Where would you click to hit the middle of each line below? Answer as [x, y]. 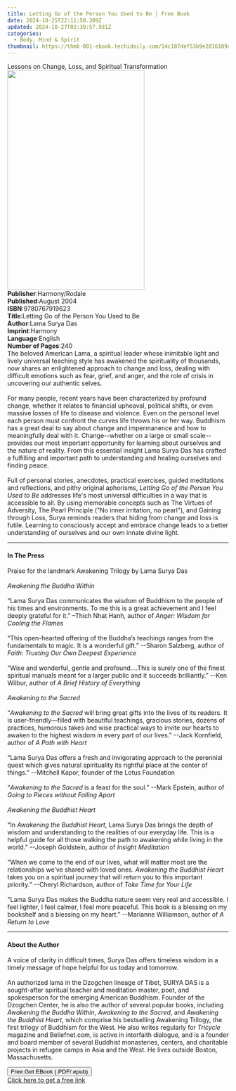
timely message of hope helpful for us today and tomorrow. [93, 968]
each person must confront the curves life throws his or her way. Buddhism [116, 420]
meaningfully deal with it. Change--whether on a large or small [98, 435]
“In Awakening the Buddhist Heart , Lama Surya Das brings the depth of [110, 825]
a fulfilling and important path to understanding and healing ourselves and [114, 458]
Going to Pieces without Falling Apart [61, 795]
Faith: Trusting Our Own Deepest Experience [72, 653]
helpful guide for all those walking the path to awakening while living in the [115, 840]
